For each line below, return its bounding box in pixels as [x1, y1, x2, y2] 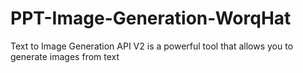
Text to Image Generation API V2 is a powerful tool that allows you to [10, 40, 294, 52]
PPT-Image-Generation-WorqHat [10, 7, 292, 30]
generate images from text [10, 50, 120, 62]
